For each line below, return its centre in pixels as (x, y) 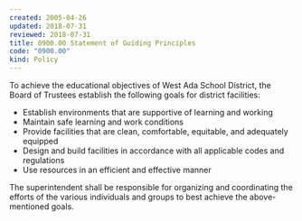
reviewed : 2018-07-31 (50, 34)
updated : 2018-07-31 (48, 26)
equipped (40, 141)
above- (263, 197)
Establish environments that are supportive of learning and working (147, 112)
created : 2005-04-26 (48, 18)
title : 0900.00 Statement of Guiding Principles (103, 43)
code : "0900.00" (40, 51)
